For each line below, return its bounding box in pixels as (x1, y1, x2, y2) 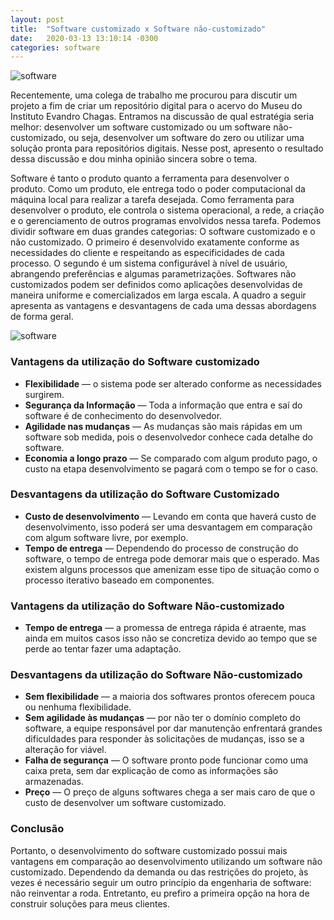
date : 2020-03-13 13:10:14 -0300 (10, 33, 159, 43)
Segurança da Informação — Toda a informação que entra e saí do (24, 399, 303, 411)
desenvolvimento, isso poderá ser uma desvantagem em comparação (24, 521, 313, 533)
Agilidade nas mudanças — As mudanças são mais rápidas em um (24, 420, 303, 432)
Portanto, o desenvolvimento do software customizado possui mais (10, 844, 288, 856)
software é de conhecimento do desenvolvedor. (24, 409, 223, 421)
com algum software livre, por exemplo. (24, 531, 189, 543)
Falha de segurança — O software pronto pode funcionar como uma (24, 754, 309, 766)
